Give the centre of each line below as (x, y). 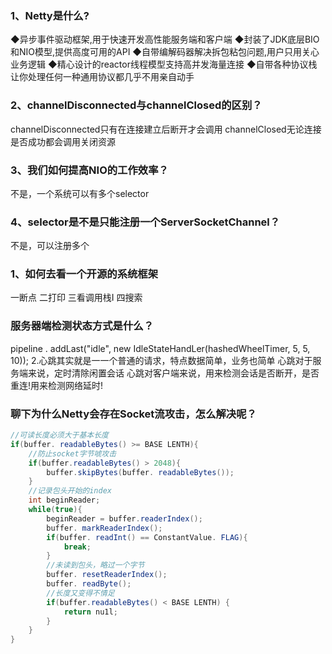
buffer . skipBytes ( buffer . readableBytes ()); (140, 472)
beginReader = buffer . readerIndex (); (124, 518)
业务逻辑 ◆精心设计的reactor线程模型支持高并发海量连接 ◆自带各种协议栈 (164, 64)
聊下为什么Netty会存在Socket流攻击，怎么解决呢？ (133, 414)
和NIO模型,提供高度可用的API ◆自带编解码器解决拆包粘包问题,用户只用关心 (165, 52)
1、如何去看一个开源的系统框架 (84, 274)
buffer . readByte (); (89, 584)
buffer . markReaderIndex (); (104, 528)
